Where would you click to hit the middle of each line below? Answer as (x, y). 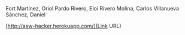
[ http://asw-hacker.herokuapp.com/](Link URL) (63, 26)
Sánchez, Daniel (26, 15)
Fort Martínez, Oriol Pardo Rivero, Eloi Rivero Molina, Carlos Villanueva (92, 8)
